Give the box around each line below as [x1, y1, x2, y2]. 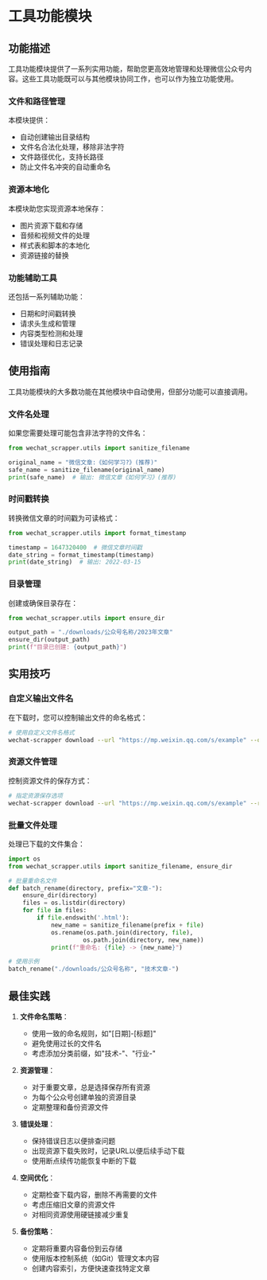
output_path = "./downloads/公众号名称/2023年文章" [8, 628, 173, 637]
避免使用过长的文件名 [31, 1038, 102, 1048]
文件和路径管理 [8, 96, 66, 107]
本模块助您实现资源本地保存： [8, 204, 106, 213]
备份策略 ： [19, 1227, 56, 1236]
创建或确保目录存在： [8, 598, 78, 607]
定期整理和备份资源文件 [31, 1102, 109, 1111]
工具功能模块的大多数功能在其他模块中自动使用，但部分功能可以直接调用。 [8, 387, 252, 396]
